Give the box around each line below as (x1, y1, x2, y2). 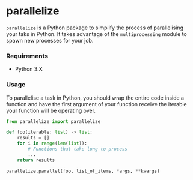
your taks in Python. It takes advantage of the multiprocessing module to (6, 30, 188, 37)
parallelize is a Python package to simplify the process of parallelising (6, 24, 184, 31)
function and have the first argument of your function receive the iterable (6, 100, 188, 107)
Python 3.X (14, 65, 43, 73)
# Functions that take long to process (28, 146, 128, 152)
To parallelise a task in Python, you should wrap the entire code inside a (6, 94, 185, 101)
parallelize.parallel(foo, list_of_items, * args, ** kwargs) (6, 168, 161, 174)
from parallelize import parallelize (6, 118, 101, 124)
